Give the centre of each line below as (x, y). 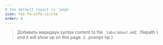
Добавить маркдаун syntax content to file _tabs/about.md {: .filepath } (88, 32)
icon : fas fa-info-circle (31, 14)
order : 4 (14, 18)
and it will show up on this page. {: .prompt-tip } (65, 37)
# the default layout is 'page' (38, 9)
